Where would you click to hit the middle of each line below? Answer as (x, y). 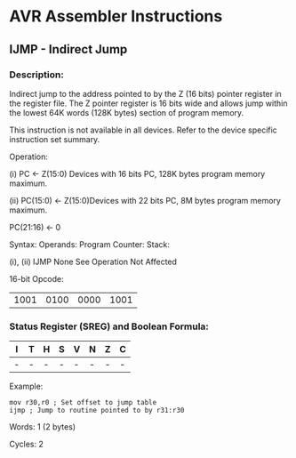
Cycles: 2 (27, 444)
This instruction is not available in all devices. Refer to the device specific (143, 130)
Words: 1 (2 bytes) (43, 427)
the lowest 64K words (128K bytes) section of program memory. (127, 112)
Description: (36, 75)
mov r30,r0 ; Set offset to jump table (83, 403)
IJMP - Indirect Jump (68, 49)
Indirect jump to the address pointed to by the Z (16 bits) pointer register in (145, 93)
